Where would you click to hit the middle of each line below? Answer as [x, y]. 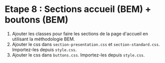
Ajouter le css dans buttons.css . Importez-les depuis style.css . [78, 55]
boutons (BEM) [36, 20]
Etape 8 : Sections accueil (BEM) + [78, 9]
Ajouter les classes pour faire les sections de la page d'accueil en [80, 33]
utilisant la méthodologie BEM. [43, 39]
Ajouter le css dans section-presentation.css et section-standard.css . [86, 44]
